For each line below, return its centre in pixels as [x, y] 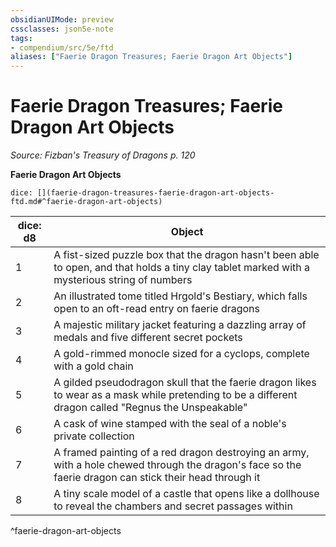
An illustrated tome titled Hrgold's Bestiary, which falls [180, 296]
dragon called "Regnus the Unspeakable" [150, 408]
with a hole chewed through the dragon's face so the [177, 465]
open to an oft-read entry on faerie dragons [157, 309]
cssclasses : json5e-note [62, 29]
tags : [21, 38]
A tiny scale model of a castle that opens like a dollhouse [186, 494]
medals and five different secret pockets [148, 338]
